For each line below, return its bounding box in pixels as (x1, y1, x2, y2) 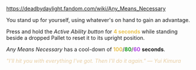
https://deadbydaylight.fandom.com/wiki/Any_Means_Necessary (6, 5, 166, 12)
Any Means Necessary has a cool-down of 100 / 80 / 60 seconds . (6, 46, 166, 53)
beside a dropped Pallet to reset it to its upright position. (6, 34, 145, 41)
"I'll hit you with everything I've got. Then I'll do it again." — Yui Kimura (6, 58, 182, 64)
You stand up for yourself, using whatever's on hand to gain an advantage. (6, 17, 191, 23)
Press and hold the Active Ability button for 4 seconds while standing (6, 28, 178, 35)
